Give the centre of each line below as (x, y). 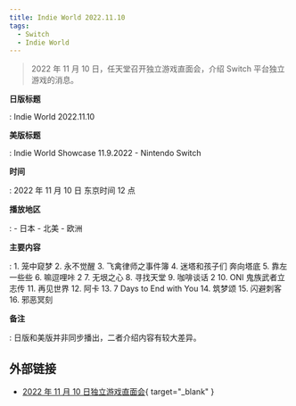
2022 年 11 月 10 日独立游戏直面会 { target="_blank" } (118, 392)
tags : (19, 26)
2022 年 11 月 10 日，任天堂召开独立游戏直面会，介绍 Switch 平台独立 (158, 69)
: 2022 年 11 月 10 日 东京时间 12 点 (73, 191)
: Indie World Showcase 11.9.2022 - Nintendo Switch (106, 153)
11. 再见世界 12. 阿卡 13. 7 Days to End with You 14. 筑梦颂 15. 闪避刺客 (154, 289)
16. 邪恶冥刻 (31, 300)
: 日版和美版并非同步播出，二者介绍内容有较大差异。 (105, 338)
